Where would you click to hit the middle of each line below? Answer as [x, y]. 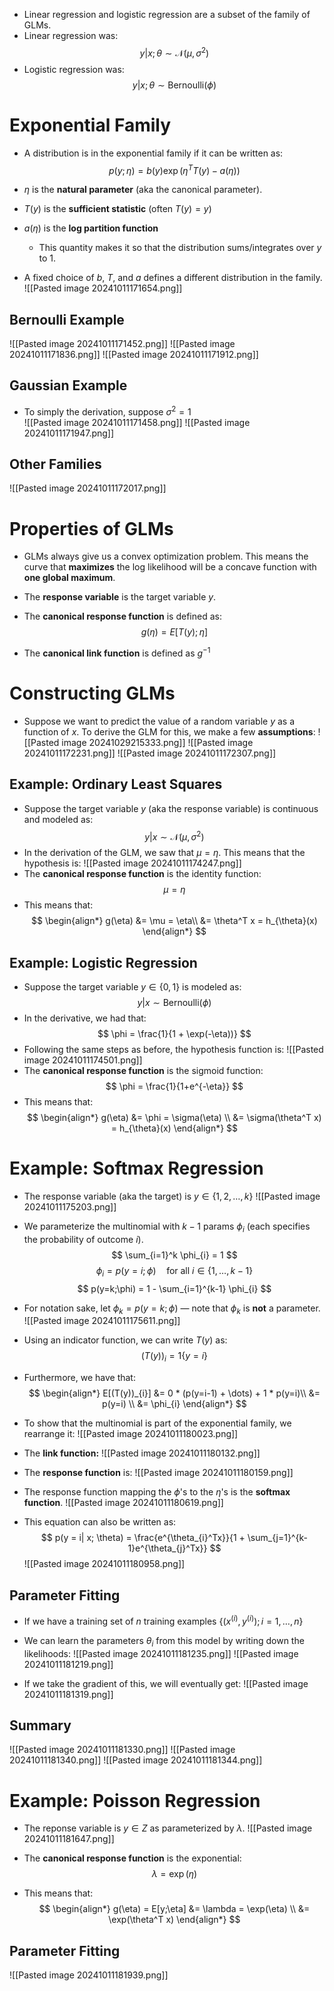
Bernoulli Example [67, 319]
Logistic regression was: [74, 69]
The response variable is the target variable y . [120, 597]
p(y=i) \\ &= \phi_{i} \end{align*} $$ [174, 1404]
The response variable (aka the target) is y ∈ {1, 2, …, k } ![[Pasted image [172, 1196]
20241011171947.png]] [69, 433]
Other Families [55, 464]
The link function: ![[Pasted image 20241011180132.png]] [142, 1453]
